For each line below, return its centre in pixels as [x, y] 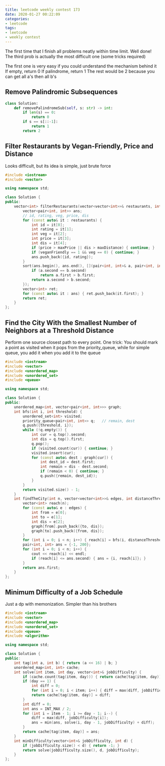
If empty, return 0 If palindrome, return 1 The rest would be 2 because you [80, 71]
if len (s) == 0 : [39, 112]
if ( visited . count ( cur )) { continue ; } [72, 448]
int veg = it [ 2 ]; [49, 234]
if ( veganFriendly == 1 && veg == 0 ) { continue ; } [85, 252]
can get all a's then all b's [31, 76]
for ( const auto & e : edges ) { [55, 508]
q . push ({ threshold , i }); [48, 425]
